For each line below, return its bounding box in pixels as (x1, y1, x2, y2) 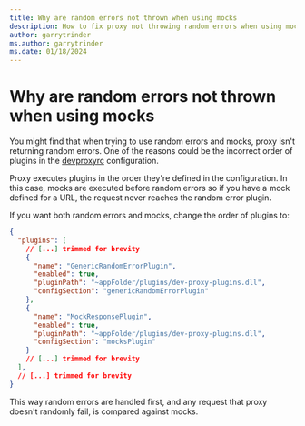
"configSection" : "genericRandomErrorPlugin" (33, 287, 209, 296)
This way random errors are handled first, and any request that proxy (9, 396, 268, 407)
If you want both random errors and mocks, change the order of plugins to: (9, 210, 290, 221)
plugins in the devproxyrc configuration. (9, 156, 159, 167)
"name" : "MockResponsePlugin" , (33, 311, 152, 321)
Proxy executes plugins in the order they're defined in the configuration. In (9, 173, 288, 184)
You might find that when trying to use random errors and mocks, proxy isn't (9, 136, 296, 147)
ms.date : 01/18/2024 (9, 47, 88, 56)
